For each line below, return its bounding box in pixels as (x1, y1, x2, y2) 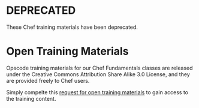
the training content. (6, 95, 56, 102)
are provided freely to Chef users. (6, 77, 90, 84)
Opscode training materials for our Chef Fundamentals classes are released (6, 64, 193, 71)
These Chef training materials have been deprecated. (6, 23, 138, 31)
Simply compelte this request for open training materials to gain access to (6, 88, 189, 96)
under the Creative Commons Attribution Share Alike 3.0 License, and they (6, 70, 190, 78)
